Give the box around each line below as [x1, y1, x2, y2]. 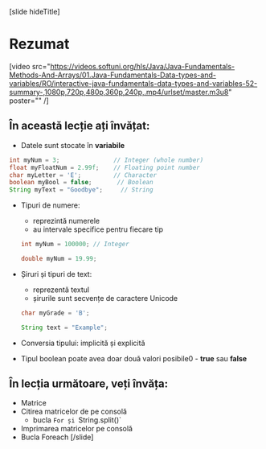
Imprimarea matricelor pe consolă [20, 424, 133, 434]
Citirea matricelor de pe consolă [20, 406, 128, 417]
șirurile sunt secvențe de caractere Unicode [32, 293, 178, 303]
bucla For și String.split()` [32, 415, 122, 425]
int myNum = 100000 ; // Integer [20, 241, 129, 249]
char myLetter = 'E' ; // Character [9, 171, 158, 179]
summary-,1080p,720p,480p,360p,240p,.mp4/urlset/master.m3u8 [9, 87, 229, 97]
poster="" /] [9, 96, 49, 105]
